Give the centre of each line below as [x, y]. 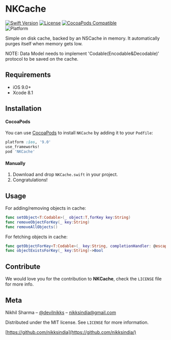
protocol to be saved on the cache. [42, 59]
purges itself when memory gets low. [44, 43]
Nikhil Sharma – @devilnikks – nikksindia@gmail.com [61, 312]
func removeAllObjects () [32, 227]
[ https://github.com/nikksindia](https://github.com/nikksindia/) [71, 332]
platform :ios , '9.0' [28, 142]
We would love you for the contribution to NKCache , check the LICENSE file [83, 279]
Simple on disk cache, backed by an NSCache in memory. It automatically [83, 38]
